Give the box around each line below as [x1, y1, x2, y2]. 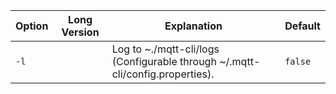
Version [61, 25, 100, 39]
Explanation [164, 19, 223, 33]
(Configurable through [111, 55, 217, 68]
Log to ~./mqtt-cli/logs [111, 42, 220, 56]
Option [15, 19, 49, 33]
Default [284, 19, 321, 33]
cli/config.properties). [111, 67, 215, 81]
